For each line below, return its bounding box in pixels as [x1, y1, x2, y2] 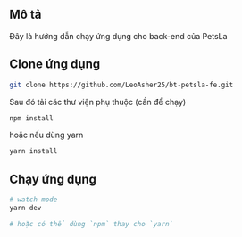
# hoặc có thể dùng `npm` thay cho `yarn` [9, 219, 174, 228]
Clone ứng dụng [9, 57, 101, 72]
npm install [9, 113, 54, 123]
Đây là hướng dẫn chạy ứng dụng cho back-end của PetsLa [9, 30, 228, 41]
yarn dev [9, 203, 42, 212]
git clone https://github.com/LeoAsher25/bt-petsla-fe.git [9, 80, 234, 89]
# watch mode [9, 195, 58, 204]
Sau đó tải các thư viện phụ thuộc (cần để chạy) [9, 96, 187, 107]
